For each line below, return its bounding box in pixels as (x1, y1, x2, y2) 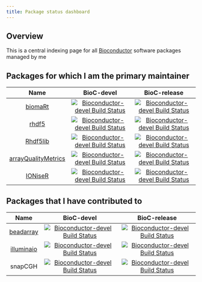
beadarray (9, 228, 39, 236)
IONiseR (26, 172, 49, 180)
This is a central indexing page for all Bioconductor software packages (6, 47, 182, 54)
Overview (6, 31, 44, 41)
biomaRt (25, 103, 49, 111)
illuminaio (10, 245, 37, 253)
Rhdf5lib (25, 137, 50, 146)
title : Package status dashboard (6, 8, 90, 15)
